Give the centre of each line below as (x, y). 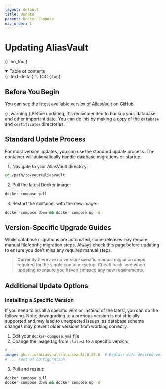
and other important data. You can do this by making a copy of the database (82, 119)
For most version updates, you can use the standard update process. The (80, 151)
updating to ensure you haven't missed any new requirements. (81, 270)
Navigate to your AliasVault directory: (50, 166)
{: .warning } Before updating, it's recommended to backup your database (80, 113)
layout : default (22, 10)
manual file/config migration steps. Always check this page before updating (82, 245)
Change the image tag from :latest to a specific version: (70, 341)
